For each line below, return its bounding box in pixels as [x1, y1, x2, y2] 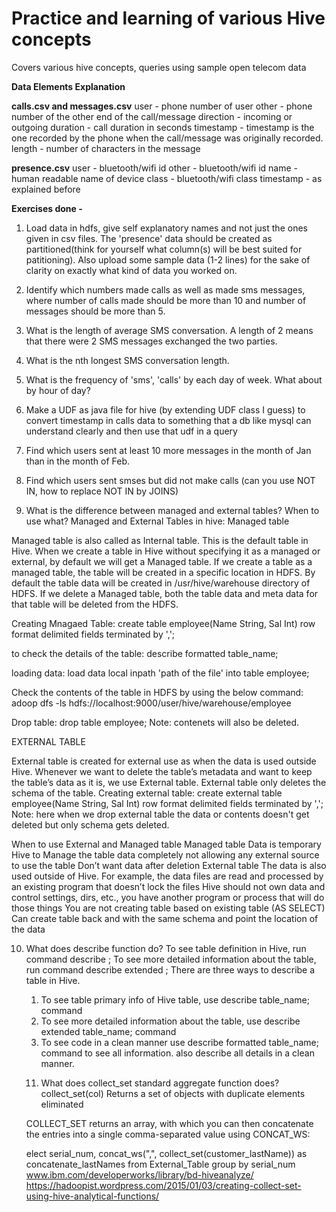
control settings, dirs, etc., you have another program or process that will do [11, 891, 325, 903]
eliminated [40, 1098, 84, 1110]
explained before [11, 183, 81, 195]
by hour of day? [25, 384, 91, 396]
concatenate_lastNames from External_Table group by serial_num [25, 1158, 296, 1170]
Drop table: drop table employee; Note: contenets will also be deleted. [11, 716, 300, 728]
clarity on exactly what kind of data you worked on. [25, 264, 238, 276]
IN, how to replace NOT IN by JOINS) [25, 485, 179, 497]
